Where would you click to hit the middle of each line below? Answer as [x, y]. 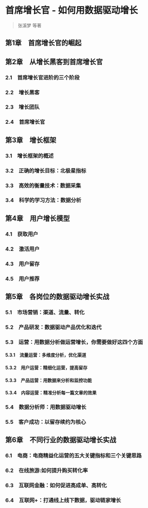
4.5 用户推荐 [22, 278]
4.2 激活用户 [23, 249]
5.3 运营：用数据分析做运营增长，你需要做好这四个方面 [74, 342]
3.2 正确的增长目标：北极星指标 [46, 170]
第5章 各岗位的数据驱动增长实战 [58, 296]
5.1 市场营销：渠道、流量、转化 [45, 312]
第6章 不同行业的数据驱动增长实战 [61, 440]
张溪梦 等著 [29, 25]
